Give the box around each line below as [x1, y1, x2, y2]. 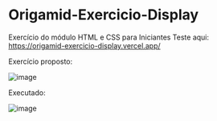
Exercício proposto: [8, 56, 73, 66]
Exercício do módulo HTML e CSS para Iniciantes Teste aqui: [8, 32, 210, 42]
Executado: [8, 87, 46, 98]
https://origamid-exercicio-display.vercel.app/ [8, 40, 161, 50]
